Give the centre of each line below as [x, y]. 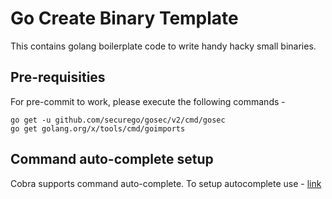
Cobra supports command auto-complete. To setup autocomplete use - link [166, 183]
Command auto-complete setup [112, 159]
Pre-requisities [58, 77]
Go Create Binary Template [124, 18]
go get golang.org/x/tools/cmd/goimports [98, 128]
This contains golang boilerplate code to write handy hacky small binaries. [163, 46]
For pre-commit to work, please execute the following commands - [148, 101]
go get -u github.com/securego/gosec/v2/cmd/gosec [118, 120]
